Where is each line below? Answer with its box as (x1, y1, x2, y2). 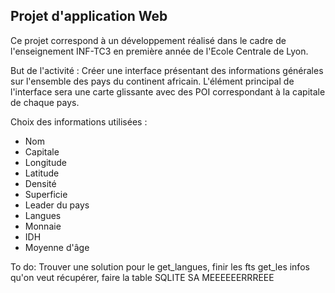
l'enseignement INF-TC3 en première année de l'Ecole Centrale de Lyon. (10, 45, 309, 57)
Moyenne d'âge (24, 241, 90, 253)
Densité (24, 177, 57, 189)
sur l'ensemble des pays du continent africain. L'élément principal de (10, 75, 295, 87)
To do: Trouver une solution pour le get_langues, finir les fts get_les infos (10, 260, 310, 273)
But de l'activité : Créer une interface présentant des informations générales (10, 64, 324, 76)
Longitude (24, 156, 67, 168)
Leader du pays (24, 199, 90, 211)
